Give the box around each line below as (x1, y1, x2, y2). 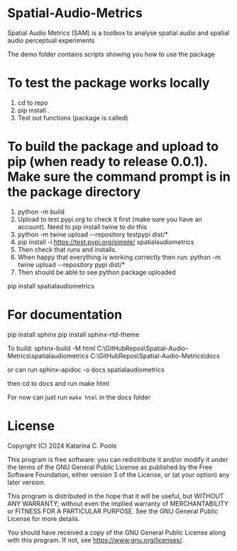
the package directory (7, 184, 141, 200)
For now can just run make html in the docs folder (7, 393, 151, 402)
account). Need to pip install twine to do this (17, 222, 148, 231)
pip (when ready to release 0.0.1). (7, 154, 208, 170)
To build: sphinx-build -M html (7, 344, 96, 352)
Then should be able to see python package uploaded (17, 268, 176, 276)
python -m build (17, 207, 65, 216)
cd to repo (17, 98, 48, 107)
